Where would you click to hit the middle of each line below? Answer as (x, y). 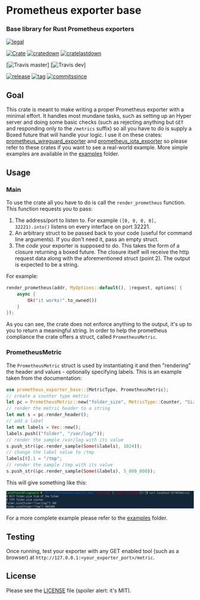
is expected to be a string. (47, 264)
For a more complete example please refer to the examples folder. (87, 518)
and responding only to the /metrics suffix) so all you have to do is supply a (99, 129)
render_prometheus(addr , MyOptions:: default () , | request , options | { (94, 287)
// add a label (25, 421)
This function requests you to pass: (50, 208)
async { (26, 294)
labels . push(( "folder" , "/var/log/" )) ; (56, 433)
